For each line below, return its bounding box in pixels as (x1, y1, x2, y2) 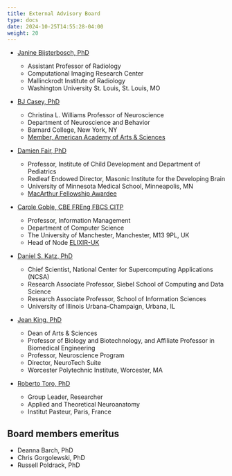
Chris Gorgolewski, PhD (17, 454, 85, 462)
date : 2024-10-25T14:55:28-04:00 (7, 23, 104, 30)
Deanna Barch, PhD (17, 446, 74, 454)
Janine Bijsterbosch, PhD (17, 49, 90, 57)
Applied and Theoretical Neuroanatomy (27, 400, 141, 409)
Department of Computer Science (27, 223, 125, 232)
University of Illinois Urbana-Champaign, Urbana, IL (27, 303, 175, 311)
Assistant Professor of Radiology (27, 62, 121, 70)
